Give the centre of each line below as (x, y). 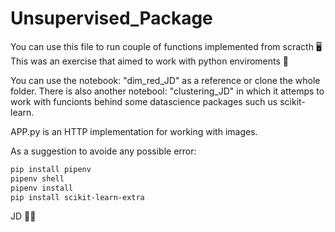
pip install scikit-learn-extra (77, 197)
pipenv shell (37, 178)
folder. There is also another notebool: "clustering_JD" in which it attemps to (167, 91)
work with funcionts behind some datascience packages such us (144, 101)
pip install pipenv (51, 169)
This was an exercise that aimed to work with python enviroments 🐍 (149, 61)
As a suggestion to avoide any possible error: (103, 151)
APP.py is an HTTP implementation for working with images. (134, 131)
